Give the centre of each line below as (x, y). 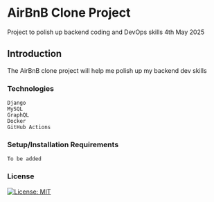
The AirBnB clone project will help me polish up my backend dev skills (107, 70)
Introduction (35, 54)
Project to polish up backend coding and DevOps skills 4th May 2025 (106, 32)
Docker (17, 121)
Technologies (30, 88)
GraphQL (18, 115)
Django (17, 103)
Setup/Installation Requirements (63, 144)
